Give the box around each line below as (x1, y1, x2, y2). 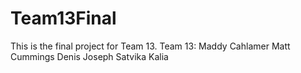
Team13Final (10, 7, 117, 30)
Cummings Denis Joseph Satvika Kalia (10, 50, 169, 62)
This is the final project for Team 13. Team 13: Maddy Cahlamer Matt (10, 40, 291, 52)
